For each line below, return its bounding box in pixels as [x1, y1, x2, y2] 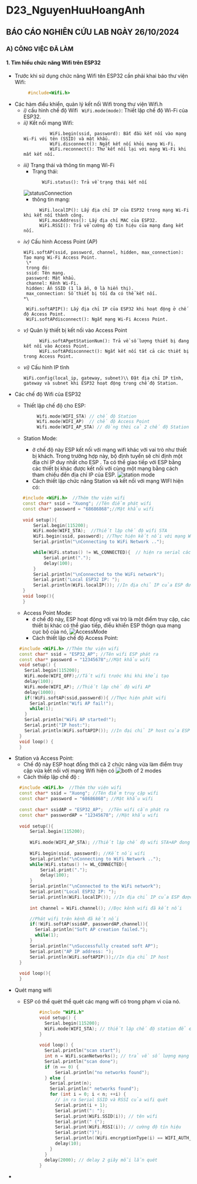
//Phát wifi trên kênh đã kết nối [29, 916, 119, 922]
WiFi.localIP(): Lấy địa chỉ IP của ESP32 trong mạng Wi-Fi [39, 207, 189, 213]
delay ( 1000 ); [24, 689, 57, 695]
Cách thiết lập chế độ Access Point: [32, 634, 118, 641]
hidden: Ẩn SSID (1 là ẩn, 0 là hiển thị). [26, 285, 134, 291]
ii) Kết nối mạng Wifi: [23, 119, 74, 126]
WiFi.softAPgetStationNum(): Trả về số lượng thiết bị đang [39, 338, 189, 344]
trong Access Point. [23, 353, 74, 359]
